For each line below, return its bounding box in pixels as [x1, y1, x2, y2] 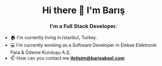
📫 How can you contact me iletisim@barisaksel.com [10, 55, 125, 61]
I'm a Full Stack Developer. [50, 23, 117, 30]
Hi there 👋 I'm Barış [42, 5, 125, 16]
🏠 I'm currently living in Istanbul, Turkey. [10, 35, 97, 41]
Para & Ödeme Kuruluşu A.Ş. [10, 49, 71, 55]
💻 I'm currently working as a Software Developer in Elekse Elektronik [10, 42, 157, 48]
